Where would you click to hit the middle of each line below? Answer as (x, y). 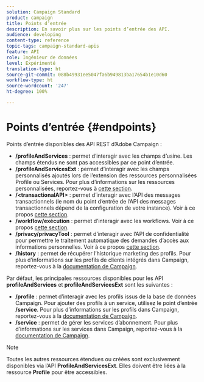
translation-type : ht (34, 69)
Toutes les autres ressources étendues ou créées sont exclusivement (93, 359)
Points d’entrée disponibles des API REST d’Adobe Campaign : (84, 144)
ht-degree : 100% (27, 92)
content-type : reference (38, 40)
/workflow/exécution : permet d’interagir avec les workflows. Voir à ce (104, 221)
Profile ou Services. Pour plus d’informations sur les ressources (95, 182)
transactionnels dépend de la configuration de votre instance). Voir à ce (105, 208)
